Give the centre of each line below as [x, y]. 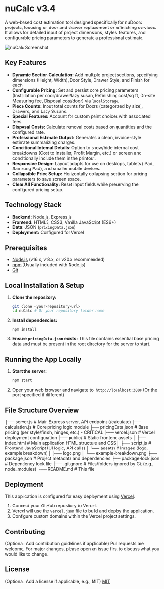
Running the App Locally [43, 359]
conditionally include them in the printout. [54, 158]
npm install [24, 329]
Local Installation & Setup [45, 285]
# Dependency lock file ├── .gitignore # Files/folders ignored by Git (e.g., [80, 464]
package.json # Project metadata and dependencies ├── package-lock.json [82, 459]
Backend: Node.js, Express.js [42, 217]
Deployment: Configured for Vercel [48, 232]
